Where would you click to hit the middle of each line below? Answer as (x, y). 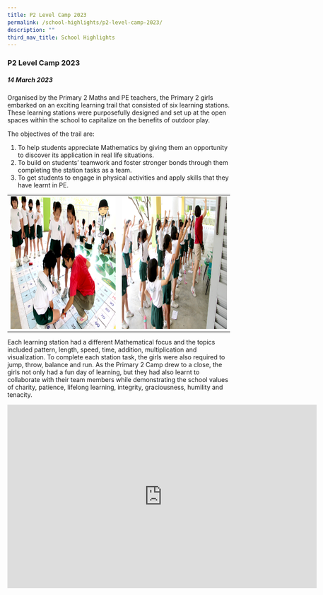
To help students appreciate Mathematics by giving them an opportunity (123, 148)
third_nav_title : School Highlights (61, 37)
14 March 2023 (30, 80)
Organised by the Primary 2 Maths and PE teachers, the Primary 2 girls (110, 98)
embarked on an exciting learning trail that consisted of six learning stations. (118, 105)
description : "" (31, 30)
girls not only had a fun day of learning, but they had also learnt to (104, 372)
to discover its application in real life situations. (86, 155)
